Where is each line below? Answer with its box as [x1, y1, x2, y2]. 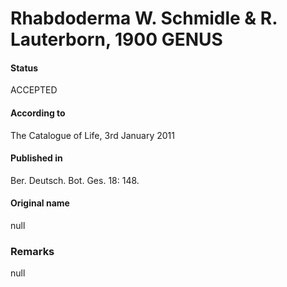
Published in [10, 152, 63, 164]
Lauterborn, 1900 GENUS [10, 28, 223, 51]
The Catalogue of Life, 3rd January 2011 [10, 129, 175, 141]
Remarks [10, 244, 55, 258]
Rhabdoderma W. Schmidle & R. [10, 7, 278, 30]
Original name [10, 197, 70, 209]
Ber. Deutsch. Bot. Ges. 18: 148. [10, 174, 140, 186]
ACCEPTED [10, 84, 58, 96]
